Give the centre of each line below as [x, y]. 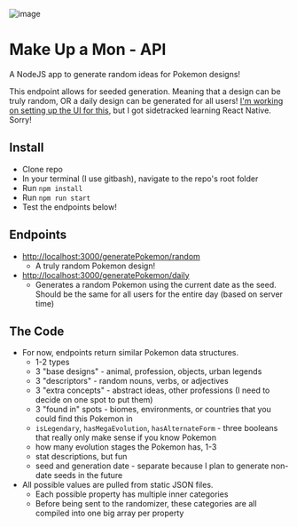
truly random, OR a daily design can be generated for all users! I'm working [146, 100]
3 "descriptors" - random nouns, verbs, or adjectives [132, 381]
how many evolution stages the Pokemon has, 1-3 [126, 447]
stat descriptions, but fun [81, 457]
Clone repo [43, 169]
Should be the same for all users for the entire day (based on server [159, 294]
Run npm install [52, 188]
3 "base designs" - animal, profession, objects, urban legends [148, 371]
